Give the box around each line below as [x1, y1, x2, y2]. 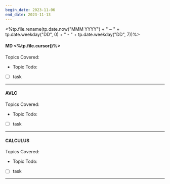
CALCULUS [5, 137, 29, 144]
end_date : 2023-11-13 [5, 12, 51, 17]
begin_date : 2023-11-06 [5, 7, 56, 13]
